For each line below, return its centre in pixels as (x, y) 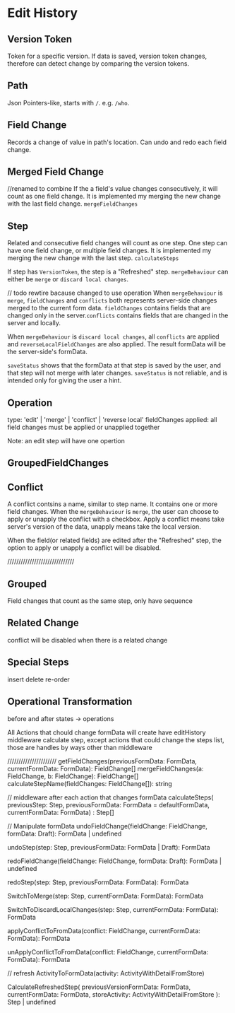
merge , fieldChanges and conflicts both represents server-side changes (112, 300)
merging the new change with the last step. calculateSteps (93, 258)
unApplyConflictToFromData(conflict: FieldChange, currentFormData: (108, 951)
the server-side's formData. (48, 352)
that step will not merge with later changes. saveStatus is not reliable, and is (117, 373)
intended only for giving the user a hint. (65, 380)
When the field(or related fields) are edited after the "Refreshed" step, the (115, 540)
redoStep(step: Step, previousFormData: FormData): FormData (98, 882)
